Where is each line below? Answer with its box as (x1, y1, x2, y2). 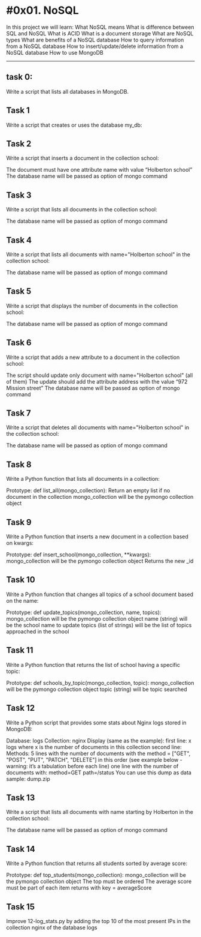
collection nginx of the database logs (6, 924, 98, 931)
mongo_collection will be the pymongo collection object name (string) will (6, 615, 188, 622)
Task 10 (6, 574, 35, 585)
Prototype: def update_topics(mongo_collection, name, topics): (6, 609, 162, 616)
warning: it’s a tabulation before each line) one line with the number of (6, 762, 179, 770)
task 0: (6, 72, 33, 82)
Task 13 (6, 792, 35, 803)
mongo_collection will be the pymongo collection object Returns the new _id (6, 558, 194, 565)
